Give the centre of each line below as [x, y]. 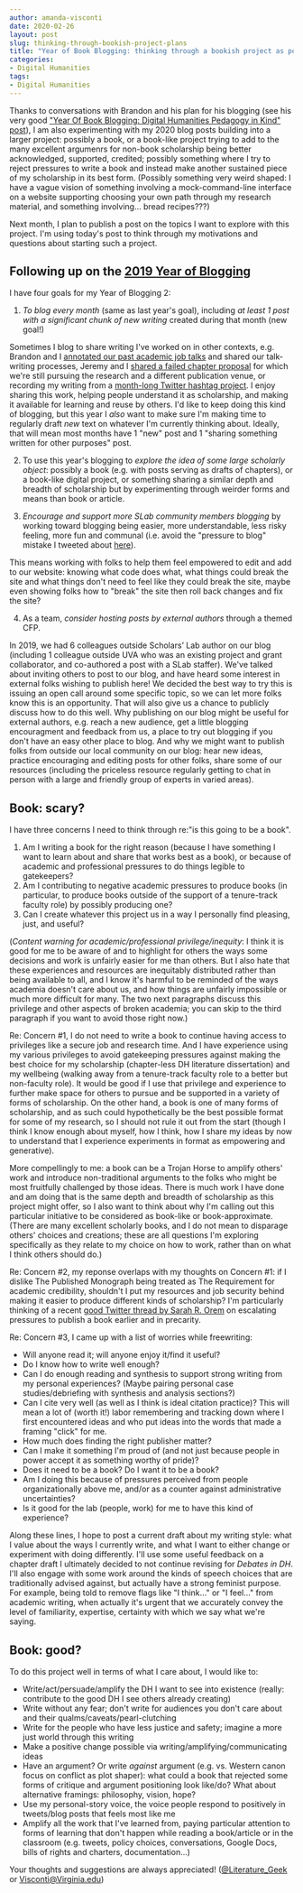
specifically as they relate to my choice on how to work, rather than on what [150, 1245]
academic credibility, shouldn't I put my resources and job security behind [147, 1291]
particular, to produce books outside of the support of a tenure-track [150, 895]
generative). [32, 1150]
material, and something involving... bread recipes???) [110, 206]
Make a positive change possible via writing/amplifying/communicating [154, 1747]
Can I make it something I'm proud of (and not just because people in [151, 1451]
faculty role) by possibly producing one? [97, 905]
